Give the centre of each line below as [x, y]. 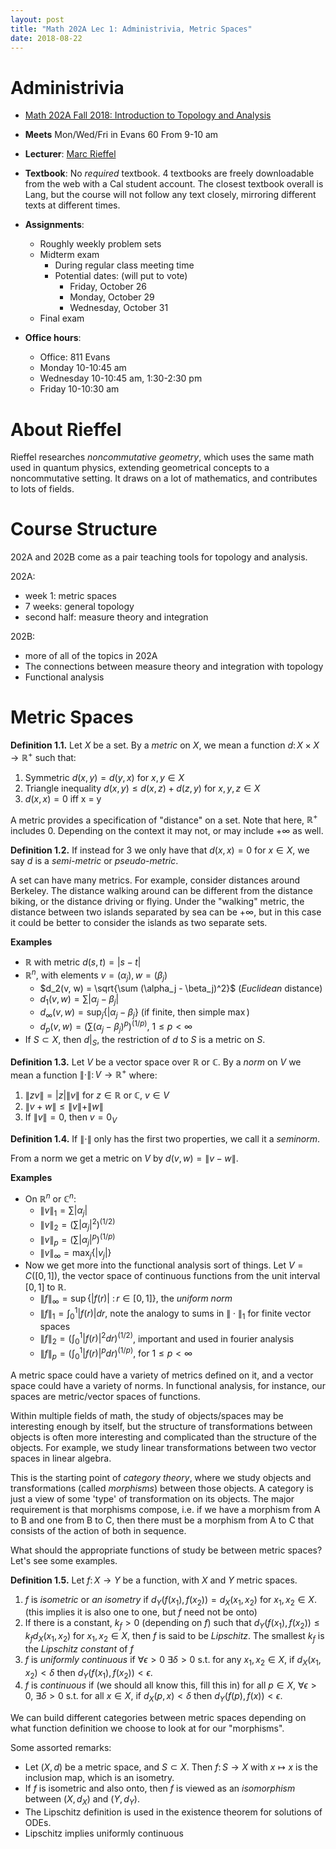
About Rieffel [66, 429]
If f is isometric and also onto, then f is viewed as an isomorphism [160, 1788]
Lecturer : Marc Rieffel [70, 154]
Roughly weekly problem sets [100, 244]
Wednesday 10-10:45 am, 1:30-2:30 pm [121, 378]
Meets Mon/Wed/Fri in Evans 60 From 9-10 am [121, 135]
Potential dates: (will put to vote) [121, 276]
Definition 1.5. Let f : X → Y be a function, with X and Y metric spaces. [154, 1580]
